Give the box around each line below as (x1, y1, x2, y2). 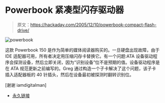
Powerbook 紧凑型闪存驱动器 (5, 4, 124, 16)
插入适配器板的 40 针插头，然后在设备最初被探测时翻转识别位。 (5, 71, 134, 77)
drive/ (17, 27, 30, 33)
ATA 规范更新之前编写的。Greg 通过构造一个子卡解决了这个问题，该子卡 (10, 65, 157, 71)
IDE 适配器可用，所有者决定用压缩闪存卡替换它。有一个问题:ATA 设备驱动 (5, 53, 154, 59)
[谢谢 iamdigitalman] (5, 82, 47, 88)
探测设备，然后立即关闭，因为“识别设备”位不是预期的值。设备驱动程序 (13, 59, 156, 65)
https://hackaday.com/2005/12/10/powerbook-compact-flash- (30, 22, 157, 28)
